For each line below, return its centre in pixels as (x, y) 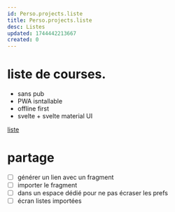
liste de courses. (57, 75)
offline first (33, 108)
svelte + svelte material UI (55, 116)
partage (31, 158)
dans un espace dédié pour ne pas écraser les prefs (92, 193)
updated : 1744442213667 (42, 33)
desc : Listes (26, 27)
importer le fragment (47, 185)
